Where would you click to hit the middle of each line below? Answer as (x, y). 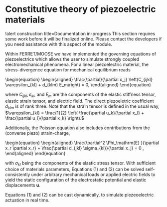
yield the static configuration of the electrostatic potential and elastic (76, 180)
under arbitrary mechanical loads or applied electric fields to (93, 175)
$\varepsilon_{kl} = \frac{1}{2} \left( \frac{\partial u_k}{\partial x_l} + (75, 113)
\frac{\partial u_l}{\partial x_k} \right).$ (45, 118)
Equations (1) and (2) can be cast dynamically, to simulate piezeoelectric (80, 195)
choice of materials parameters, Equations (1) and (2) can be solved (75, 169)
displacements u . (23, 185)
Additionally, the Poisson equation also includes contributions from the (78, 128)
